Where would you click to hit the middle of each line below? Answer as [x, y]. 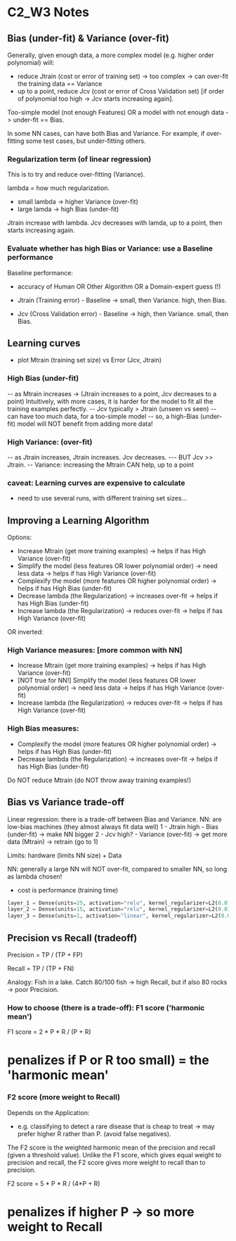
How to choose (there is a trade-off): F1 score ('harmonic [106, 1007]
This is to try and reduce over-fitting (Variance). [76, 175]
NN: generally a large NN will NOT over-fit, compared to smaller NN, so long [117, 869]
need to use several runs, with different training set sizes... [102, 498]
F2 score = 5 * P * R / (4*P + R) [54, 1183]
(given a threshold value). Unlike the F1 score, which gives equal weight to [114, 1154]
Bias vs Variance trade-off [66, 802]
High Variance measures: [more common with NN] [95, 650]
